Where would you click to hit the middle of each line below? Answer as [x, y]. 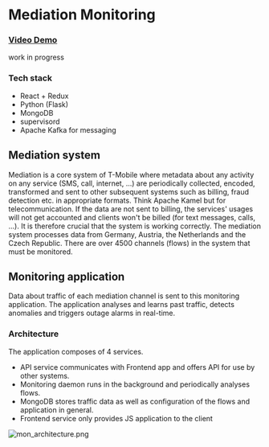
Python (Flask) [44, 104]
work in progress [36, 57]
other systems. [45, 375]
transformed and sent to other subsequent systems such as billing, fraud [128, 191]
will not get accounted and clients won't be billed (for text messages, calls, [132, 217]
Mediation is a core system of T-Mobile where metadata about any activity [131, 174]
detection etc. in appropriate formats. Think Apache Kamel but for [117, 200]
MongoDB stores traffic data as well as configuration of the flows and [135, 401]
